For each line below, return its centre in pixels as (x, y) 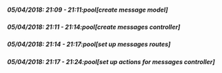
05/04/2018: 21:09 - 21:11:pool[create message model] (88, 10)
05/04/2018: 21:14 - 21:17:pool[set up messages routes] (89, 44)
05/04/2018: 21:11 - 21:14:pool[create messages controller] (94, 27)
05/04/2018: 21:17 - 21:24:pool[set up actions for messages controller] (111, 61)
